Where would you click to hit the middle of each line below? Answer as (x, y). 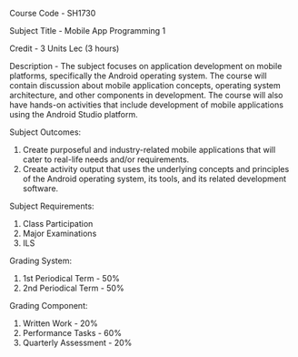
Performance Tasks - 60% (72, 333)
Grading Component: (49, 306)
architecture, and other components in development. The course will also (146, 95)
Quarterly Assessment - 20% (77, 342)
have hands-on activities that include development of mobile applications (147, 105)
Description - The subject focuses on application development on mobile (146, 66)
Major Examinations (60, 233)
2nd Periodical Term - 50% (73, 288)
